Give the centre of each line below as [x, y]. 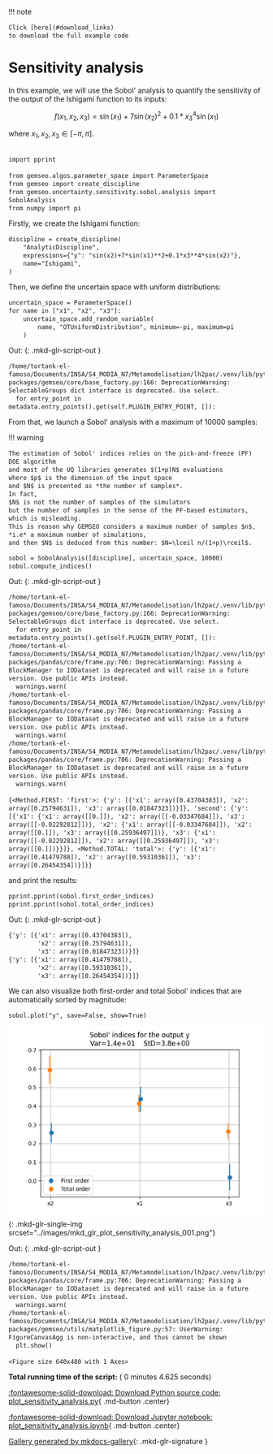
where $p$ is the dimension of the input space [91, 478]
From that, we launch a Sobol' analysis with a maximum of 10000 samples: [133, 422]
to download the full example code [69, 36]
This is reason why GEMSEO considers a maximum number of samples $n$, [132, 527]
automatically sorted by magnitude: [68, 1000]
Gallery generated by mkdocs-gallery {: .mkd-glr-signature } [108, 1442]
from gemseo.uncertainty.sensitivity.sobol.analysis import [113, 193]
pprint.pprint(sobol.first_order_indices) [81, 897]
